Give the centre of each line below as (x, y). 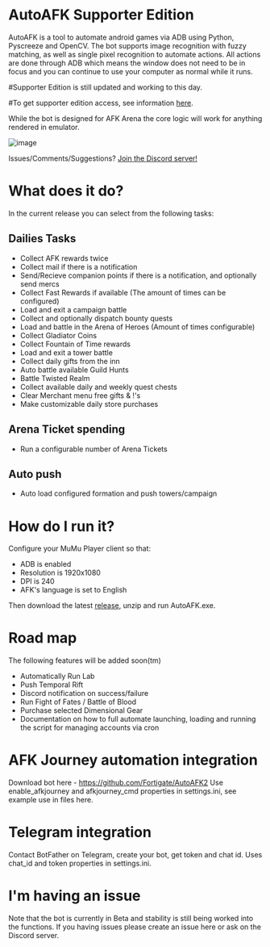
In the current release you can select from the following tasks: (111, 213)
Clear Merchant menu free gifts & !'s (80, 395)
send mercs (39, 283)
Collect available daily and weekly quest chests (98, 387)
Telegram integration (80, 832)
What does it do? (66, 191)
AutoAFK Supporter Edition (102, 15)
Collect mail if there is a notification (79, 266)
